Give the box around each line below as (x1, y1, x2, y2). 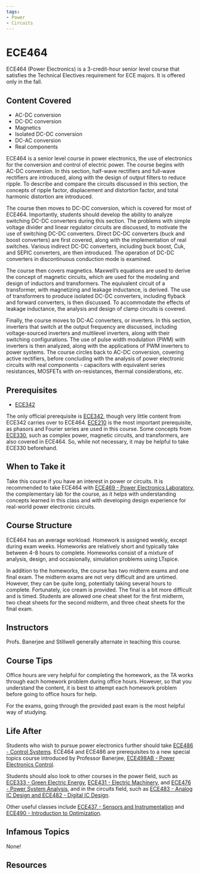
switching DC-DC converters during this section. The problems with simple (6, 217, 191, 224)
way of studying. (6, 709, 48, 716)
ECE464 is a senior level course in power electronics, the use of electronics (6, 155, 192, 162)
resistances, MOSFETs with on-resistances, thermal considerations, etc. (6, 368, 184, 375)
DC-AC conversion (14, 137, 61, 144)
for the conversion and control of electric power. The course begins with (6, 161, 184, 168)
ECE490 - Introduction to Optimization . (6, 809, 102, 817)
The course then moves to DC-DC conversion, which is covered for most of (6, 205, 192, 212)
